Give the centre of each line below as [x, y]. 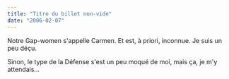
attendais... [24, 69]
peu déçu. [22, 48]
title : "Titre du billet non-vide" [60, 14]
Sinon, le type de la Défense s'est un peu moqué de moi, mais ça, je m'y [112, 61]
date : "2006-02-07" [36, 20]
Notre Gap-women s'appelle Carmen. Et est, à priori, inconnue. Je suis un [115, 40]
